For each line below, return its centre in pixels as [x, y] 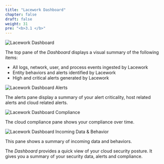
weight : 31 [16, 24]
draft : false [19, 19]
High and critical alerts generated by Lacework [60, 78]
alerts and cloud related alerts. [37, 102]
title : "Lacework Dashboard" [35, 10]
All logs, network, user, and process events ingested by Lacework [80, 67]
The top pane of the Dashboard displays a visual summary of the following [82, 52]
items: [11, 57]
